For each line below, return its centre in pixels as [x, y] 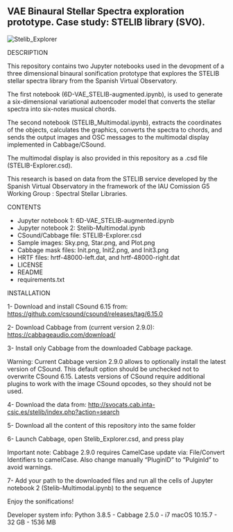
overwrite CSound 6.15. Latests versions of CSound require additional [106, 376]
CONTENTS [24, 207]
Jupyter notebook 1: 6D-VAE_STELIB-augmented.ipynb [96, 220]
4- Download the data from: [47, 404]
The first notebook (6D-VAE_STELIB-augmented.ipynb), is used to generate [115, 94]
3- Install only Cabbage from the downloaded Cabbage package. [100, 348]
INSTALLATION [29, 293]
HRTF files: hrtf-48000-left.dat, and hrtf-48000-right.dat [98, 257]
